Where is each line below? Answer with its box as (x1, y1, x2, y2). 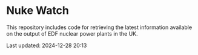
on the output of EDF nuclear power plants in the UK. (6, 30, 138, 37)
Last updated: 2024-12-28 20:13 (6, 42, 87, 49)
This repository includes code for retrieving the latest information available (6, 24, 193, 31)
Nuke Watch (6, 4, 70, 18)
